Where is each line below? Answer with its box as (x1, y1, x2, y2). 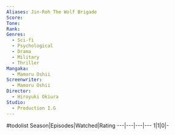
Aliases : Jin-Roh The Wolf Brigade (6, 9, 97, 15)
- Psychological (12, 43, 53, 49)
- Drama (12, 49, 32, 55)
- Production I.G (12, 105, 56, 111)
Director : (6, 88, 32, 94)
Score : (6, 15, 23, 21)
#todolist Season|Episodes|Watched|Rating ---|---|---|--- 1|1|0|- (6, 122, 169, 129)
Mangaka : (6, 65, 29, 72)
